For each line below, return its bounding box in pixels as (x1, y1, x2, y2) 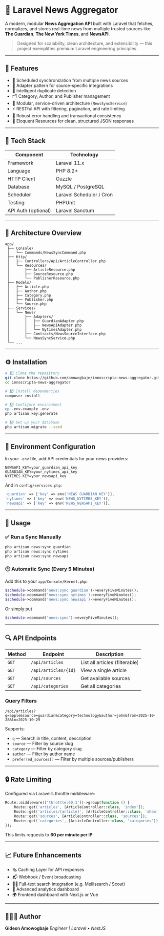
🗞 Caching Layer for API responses (12, 867, 84, 872)
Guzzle (56, 175, 72, 182)
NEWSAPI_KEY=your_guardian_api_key (5, 465, 78, 470)
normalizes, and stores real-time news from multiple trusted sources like (5, 25, 151, 31)
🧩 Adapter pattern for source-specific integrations (12, 83, 113, 88)
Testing (7, 199, 25, 206)
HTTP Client (7, 175, 36, 182)
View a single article (80, 667, 127, 674)
